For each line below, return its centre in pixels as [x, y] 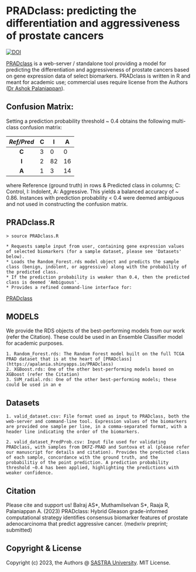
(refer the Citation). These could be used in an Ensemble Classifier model [94, 337]
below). [16, 257]
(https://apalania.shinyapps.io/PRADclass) [60, 364]
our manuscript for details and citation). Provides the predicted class [98, 452]
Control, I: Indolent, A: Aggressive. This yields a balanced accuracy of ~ [92, 191]
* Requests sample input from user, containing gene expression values [95, 246]
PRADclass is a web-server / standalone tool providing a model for [86, 63]
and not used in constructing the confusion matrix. [67, 204]
